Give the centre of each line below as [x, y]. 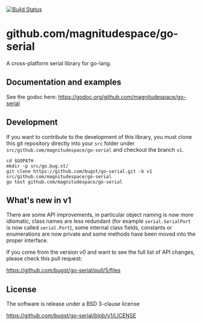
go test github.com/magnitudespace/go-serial [64, 182]
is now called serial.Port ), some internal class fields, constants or [89, 228]
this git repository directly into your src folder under [71, 143]
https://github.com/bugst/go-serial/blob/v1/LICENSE [71, 316]
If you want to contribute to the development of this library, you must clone [99, 137]
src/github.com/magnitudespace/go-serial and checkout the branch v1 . [95, 150]
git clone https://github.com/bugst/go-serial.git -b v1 [79, 171]
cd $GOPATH [20, 161]
